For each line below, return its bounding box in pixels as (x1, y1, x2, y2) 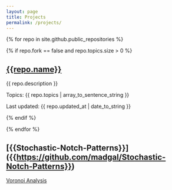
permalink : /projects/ (6, 19, 62, 25)
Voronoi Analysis (6, 177, 47, 184)
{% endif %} (6, 114, 37, 122)
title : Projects (6, 14, 46, 20)
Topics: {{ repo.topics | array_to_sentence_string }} (6, 91, 130, 99)
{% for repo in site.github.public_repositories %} (6, 36, 124, 43)
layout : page (6, 8, 38, 15)
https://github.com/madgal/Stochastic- (16, 152, 166, 162)
